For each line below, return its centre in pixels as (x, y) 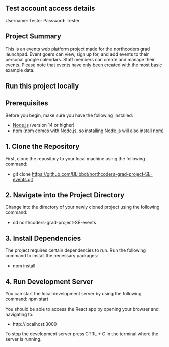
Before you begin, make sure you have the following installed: (69, 115)
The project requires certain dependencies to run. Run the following (76, 250)
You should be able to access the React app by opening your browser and (82, 309)
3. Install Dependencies (43, 238)
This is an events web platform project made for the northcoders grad (78, 49)
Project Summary (33, 37)
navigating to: (19, 314)
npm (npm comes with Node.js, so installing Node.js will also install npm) (88, 131)
